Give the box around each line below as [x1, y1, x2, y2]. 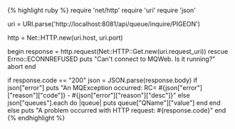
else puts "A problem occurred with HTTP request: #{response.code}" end [7, 106, 226, 114]
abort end [7, 62, 36, 70]
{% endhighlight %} [7, 113, 66, 122]
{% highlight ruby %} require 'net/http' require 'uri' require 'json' [7, 6, 196, 14]
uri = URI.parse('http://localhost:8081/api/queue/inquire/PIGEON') [7, 20, 201, 28]
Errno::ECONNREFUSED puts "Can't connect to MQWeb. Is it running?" [7, 55, 216, 63]
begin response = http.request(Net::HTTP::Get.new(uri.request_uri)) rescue [7, 47, 229, 55]
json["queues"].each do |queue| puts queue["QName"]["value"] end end [7, 99, 221, 107]
